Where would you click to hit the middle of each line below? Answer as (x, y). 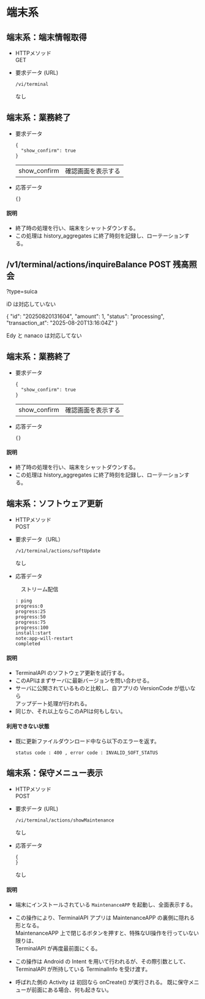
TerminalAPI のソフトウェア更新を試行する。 (71, 672)
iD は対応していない (31, 304)
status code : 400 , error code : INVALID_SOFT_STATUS (87, 753)
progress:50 (30, 617)
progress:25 (30, 612)
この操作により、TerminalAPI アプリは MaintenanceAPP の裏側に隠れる (105, 918)
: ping (24, 601)
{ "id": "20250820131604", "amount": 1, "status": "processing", (86, 316)
